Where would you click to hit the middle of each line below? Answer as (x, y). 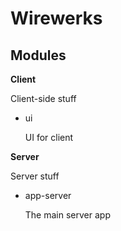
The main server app (67, 215)
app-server (48, 195)
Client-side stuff (43, 98)
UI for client (49, 137)
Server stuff (35, 176)
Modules (38, 55)
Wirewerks (56, 18)
